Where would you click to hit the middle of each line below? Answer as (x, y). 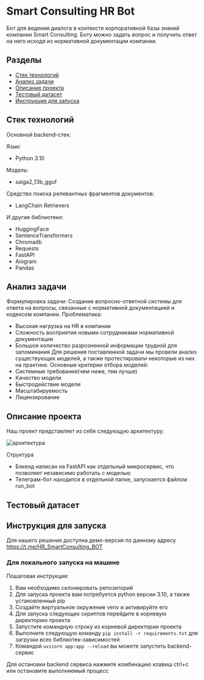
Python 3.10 (30, 158)
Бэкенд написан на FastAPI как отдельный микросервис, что (95, 466)
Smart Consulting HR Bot (71, 11)
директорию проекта (43, 620)
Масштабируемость (41, 391)
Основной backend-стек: (39, 135)
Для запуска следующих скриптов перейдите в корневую (91, 614)
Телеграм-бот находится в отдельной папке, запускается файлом (101, 480)
